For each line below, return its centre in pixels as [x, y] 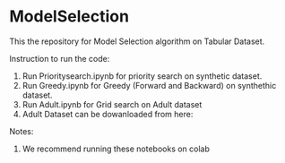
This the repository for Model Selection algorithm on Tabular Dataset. [137, 41]
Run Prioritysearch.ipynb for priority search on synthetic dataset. [142, 76]
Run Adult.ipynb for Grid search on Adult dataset [112, 104]
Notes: [22, 131]
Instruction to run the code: [60, 58]
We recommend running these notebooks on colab [116, 149]
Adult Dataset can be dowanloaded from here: [108, 114]
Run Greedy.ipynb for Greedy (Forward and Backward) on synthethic [149, 85]
